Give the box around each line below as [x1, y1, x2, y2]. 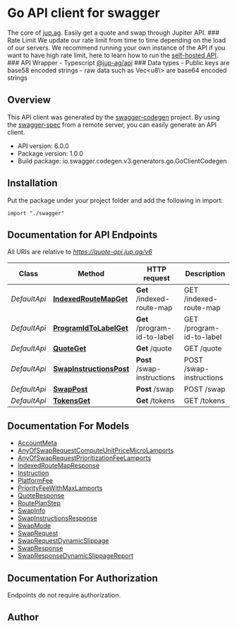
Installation [7, 177, 58, 189]
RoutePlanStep [17, 499, 61, 508]
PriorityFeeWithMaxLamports [17, 484, 103, 493]
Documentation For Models [7, 420, 130, 432]
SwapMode [17, 522, 51, 530]
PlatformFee [17, 476, 54, 485]
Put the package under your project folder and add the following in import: [7, 196, 224, 205]
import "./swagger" [7, 210, 65, 217]
